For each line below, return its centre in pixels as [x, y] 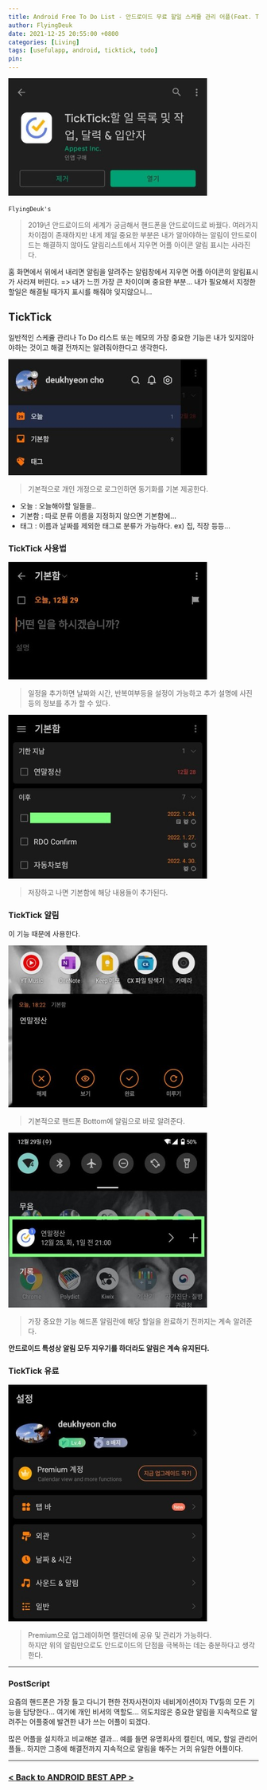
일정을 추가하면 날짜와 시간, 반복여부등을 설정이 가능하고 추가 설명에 [133, 693]
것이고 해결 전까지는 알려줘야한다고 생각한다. [98, 347]
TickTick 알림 [34, 915]
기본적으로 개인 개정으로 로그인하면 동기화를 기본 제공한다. [118, 489]
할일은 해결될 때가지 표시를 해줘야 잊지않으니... [80, 292]
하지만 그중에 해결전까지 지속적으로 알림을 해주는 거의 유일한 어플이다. [135, 1749]
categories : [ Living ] [44, 42]
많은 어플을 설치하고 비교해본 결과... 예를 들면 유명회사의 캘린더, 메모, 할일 [122, 1739]
